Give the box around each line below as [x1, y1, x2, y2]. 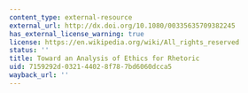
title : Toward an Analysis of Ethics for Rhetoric [9, 54, 200, 63]
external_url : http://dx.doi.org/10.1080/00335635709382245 [9, 21, 236, 30]
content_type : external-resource [9, 12, 133, 22]
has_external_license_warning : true [9, 29, 144, 38]
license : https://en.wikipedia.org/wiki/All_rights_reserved [9, 37, 240, 47]
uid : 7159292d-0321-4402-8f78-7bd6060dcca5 [9, 63, 173, 72]
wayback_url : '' [9, 71, 69, 80]
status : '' [9, 46, 50, 55]
